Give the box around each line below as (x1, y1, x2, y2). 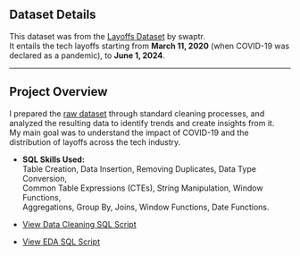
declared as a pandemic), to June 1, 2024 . (9, 49, 165, 61)
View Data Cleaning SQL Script (21, 218, 137, 229)
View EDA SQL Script (21, 236, 101, 247)
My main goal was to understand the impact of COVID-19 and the (9, 127, 249, 138)
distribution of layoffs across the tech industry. (9, 136, 181, 147)
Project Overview (9, 84, 108, 99)
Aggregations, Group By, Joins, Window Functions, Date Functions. (21, 201, 270, 212)
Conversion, (21, 173, 67, 183)
